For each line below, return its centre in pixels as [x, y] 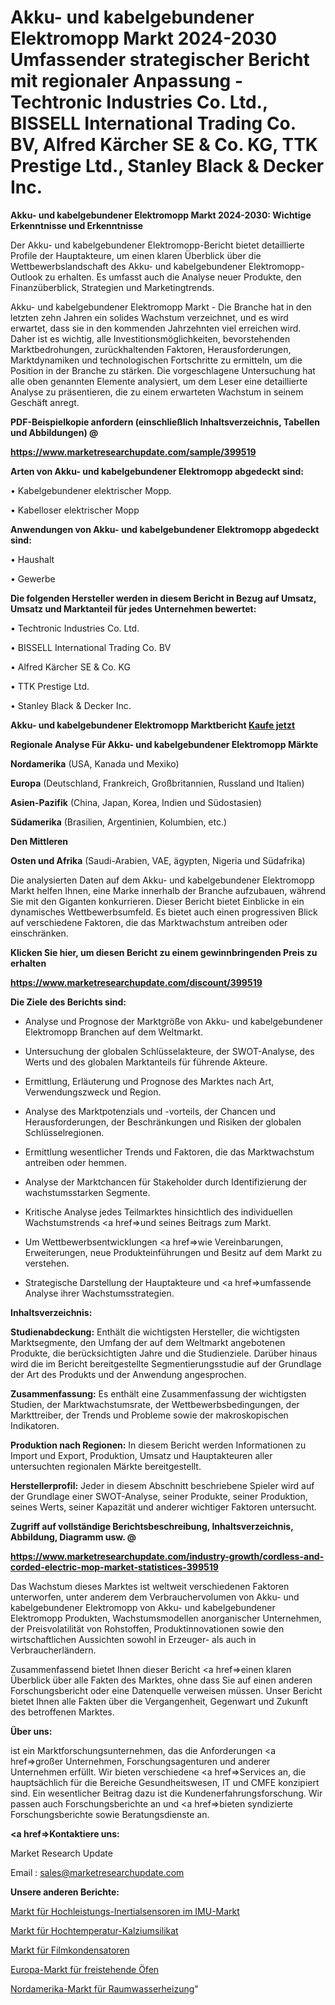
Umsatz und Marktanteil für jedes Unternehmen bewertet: [133, 608]
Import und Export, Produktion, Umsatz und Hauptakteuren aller [141, 1455]
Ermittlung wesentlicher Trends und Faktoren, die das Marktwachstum [169, 1152]
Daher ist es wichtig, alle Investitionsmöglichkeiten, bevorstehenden [150, 338]
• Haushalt [32, 559]
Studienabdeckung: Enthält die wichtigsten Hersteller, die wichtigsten [155, 1332]
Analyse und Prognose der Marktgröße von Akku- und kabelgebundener [173, 1021]
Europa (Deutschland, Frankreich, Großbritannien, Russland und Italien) [157, 783]
